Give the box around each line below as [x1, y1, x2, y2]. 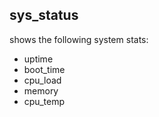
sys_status [9, 7, 79, 24]
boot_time [23, 63, 66, 75]
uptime [23, 53, 54, 65]
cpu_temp [23, 95, 65, 107]
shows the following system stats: [9, 33, 149, 45]
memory [23, 84, 59, 97]
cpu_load [23, 74, 62, 86]
